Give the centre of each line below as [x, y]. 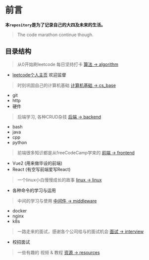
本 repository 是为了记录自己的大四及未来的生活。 [55, 25]
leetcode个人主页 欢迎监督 [39, 75]
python [20, 142]
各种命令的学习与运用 [34, 190]
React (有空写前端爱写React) [41, 169]
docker [20, 211]
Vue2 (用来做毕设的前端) [37, 163]
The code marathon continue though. [55, 35]
